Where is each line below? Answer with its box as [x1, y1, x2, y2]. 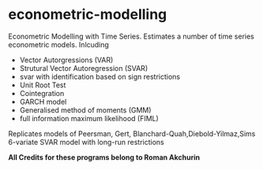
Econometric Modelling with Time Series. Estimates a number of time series [8, 31, 254, 41]
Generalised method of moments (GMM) [19, 105, 152, 115]
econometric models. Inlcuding [8, 39, 109, 49]
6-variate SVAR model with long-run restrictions [8, 137, 164, 146]
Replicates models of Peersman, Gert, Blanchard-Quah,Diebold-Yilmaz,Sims [8, 128, 256, 139]
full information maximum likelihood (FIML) [19, 113, 160, 123]
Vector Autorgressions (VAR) [19, 55, 114, 65]
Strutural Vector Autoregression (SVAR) [19, 63, 148, 72]
